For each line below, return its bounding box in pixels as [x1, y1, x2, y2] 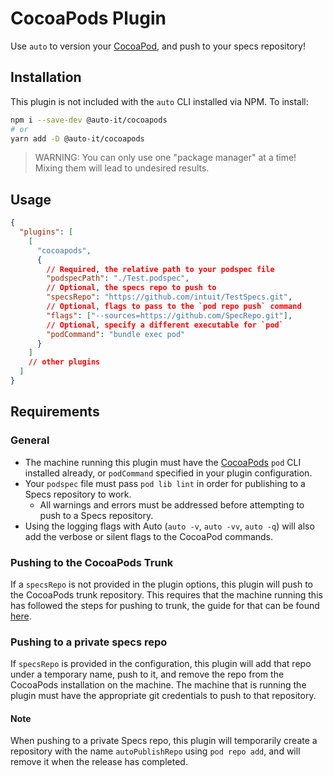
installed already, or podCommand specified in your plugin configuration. [24, 467, 313, 479]
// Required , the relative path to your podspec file [46, 264, 275, 274]
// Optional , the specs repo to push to [46, 283, 217, 293]
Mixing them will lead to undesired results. [34, 162, 210, 174]
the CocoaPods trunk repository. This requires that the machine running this [10, 588, 323, 601]
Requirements [10, 403, 100, 421]
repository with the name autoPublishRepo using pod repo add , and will [10, 745, 301, 757]
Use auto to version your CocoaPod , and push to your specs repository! [10, 40, 306, 52]
